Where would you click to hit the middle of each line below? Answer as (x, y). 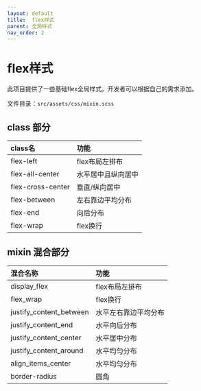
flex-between (33, 200)
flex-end (25, 212)
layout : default (30, 13)
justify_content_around (47, 351)
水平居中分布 (116, 338)
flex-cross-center (40, 187)
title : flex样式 (31, 20)
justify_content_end (42, 324)
